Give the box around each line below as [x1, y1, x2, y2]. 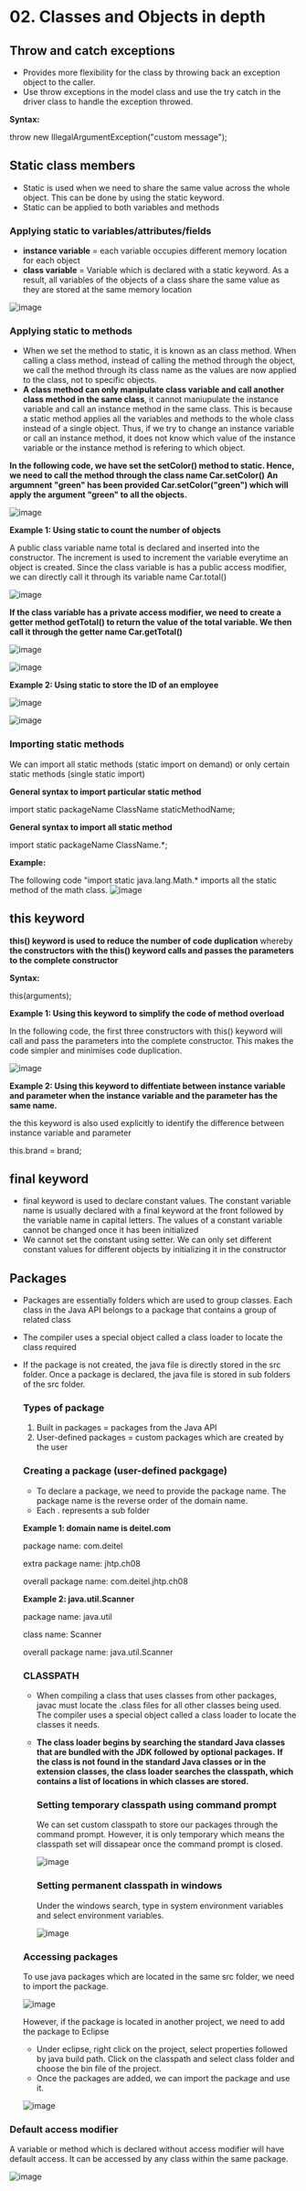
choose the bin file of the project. [36, 2063, 162, 2074]
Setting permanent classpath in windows [36, 1879, 223, 1892]
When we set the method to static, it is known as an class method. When [22, 346, 297, 356]
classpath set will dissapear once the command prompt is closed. [36, 1839, 283, 1850]
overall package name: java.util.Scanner [22, 1646, 174, 1657]
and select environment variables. [36, 1909, 164, 1920]
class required [22, 1342, 77, 1353]
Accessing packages [22, 1950, 119, 1962]
